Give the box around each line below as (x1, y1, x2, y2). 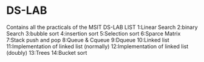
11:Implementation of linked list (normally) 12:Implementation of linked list (6, 43, 189, 50)
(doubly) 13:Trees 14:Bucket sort (6, 49, 87, 56)
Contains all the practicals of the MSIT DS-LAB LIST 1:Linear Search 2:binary (6, 23, 199, 31)
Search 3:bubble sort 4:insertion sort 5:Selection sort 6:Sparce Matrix (6, 29, 181, 37)
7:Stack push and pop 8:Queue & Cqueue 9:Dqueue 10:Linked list (6, 36, 170, 43)
